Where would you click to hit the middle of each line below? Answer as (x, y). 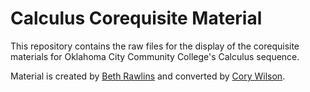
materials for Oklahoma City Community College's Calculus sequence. (155, 56)
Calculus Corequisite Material (136, 18)
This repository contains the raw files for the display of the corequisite (155, 46)
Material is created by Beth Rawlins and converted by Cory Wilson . (148, 76)
